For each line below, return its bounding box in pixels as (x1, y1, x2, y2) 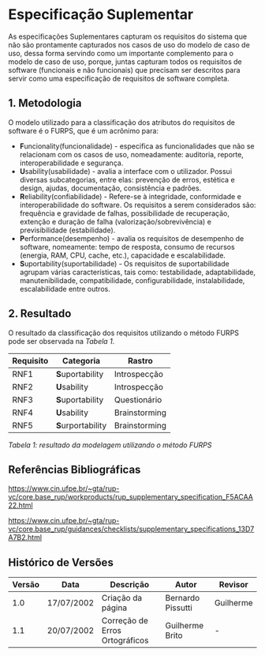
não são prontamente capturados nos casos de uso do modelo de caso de (8, 40, 250, 49)
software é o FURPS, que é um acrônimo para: (8, 126, 159, 135)
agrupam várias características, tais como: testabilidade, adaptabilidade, (19, 267, 256, 277)
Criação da (101, 593, 143, 604)
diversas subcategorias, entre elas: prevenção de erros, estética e (19, 175, 235, 184)
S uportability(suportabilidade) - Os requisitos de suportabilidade (19, 258, 230, 268)
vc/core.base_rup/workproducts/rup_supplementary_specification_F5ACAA (8, 492, 254, 502)
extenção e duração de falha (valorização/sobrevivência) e (19, 217, 211, 226)
